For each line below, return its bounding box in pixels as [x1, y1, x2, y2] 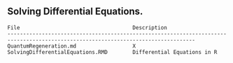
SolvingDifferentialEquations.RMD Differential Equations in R [7, 48, 218, 55]
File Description [7, 24, 168, 31]
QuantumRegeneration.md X [7, 42, 136, 50]
